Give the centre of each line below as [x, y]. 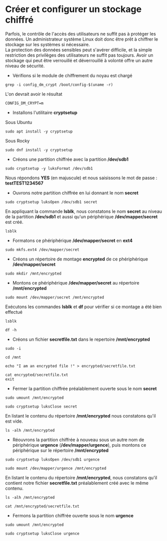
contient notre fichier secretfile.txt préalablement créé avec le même [77, 483]
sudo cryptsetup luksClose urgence [42, 533]
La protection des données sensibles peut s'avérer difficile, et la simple [79, 50]
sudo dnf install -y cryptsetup [39, 150]
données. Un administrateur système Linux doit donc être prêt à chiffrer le [82, 39]
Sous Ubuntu [19, 122]
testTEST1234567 [24, 183]
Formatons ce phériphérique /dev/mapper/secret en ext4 [72, 240]
